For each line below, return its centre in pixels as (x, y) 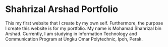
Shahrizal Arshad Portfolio (62, 9)
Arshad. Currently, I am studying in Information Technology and (71, 33)
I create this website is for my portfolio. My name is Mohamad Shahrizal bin (83, 28)
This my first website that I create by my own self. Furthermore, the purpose (84, 23)
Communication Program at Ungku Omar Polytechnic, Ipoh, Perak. (74, 39)
